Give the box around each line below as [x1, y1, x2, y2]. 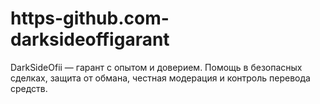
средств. [10, 82, 48, 94]
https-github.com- [10, 7, 170, 30]
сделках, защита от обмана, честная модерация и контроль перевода [10, 72, 311, 84]
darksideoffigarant [10, 28, 170, 51]
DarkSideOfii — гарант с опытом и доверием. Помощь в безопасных [10, 61, 303, 73]
